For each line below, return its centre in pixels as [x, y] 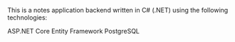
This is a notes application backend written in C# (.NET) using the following [118, 10]
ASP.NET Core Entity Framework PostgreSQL [74, 31]
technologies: [27, 17]
